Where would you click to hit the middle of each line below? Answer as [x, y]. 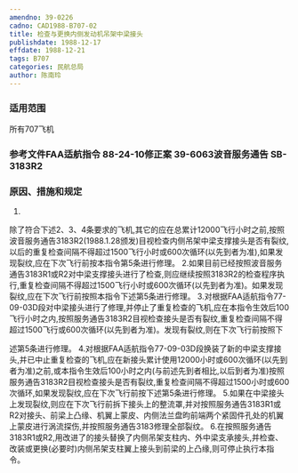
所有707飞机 [32, 129]
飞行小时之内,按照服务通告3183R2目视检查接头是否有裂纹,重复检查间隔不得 [146, 319]
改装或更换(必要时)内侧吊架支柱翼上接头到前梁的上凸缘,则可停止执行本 [138, 449]
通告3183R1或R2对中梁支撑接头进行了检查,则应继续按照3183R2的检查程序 [143, 274]
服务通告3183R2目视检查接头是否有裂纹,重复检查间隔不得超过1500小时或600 [149, 382]
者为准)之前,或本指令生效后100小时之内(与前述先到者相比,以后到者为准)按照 [147, 371]
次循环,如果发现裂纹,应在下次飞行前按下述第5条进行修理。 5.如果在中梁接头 [147, 393]
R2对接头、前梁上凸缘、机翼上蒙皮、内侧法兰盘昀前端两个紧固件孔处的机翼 [147, 415]
